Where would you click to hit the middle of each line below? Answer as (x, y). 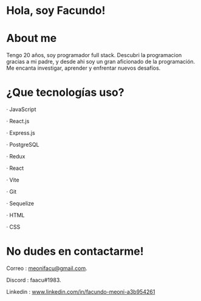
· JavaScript (21, 109)
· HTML (15, 215)
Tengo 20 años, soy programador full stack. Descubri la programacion (94, 55)
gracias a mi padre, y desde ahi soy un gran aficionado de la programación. (101, 62)
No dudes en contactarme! (75, 252)
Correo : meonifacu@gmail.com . (47, 268)
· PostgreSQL (23, 145)
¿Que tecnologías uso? (65, 93)
